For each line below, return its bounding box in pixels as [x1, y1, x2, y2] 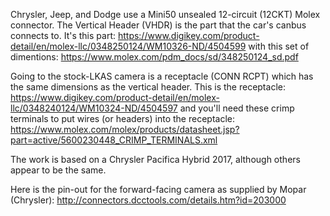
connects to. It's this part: [10, 30, 116, 41]
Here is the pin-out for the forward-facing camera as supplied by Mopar [10, 184, 307, 195]
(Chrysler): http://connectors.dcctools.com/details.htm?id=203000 [10, 194, 287, 206]
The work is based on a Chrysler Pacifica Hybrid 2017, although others [10, 154, 301, 165]
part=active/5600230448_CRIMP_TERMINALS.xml [10, 134, 218, 146]
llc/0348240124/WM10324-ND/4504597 [10, 102, 178, 114]
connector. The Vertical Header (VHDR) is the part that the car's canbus [10, 19, 307, 31]
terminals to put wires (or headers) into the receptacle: [10, 113, 235, 124]
